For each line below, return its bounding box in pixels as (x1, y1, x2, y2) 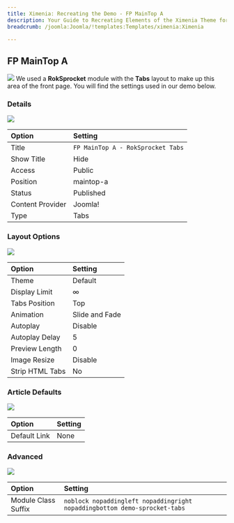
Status (10, 188, 32, 198)
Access (10, 165, 36, 175)
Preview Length (10, 343, 62, 353)
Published (72, 188, 106, 198)
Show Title (10, 154, 46, 164)
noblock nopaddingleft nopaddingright (63, 497, 193, 506)
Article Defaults (7, 387, 62, 397)
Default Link (10, 431, 50, 441)
